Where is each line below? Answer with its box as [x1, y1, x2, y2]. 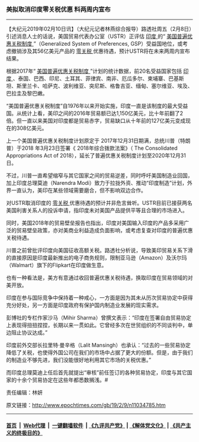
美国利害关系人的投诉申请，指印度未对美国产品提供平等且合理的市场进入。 [6, 207, 188, 214]
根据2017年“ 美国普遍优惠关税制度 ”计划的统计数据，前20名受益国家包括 [6, 68, 182, 75]
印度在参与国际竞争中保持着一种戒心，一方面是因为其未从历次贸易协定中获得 [6, 294, 193, 302]
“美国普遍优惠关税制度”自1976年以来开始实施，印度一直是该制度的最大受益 [6, 103, 188, 110]
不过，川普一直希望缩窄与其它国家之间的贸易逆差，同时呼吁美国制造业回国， [6, 172, 193, 179]
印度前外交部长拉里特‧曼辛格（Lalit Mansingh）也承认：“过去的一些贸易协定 [6, 342, 191, 349]
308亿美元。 [16, 124, 47, 132]
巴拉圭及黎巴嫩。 [6, 90, 48, 97]
